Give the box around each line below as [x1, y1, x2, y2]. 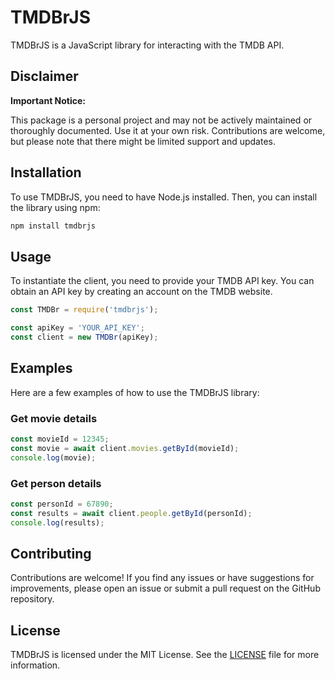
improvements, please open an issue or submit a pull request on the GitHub [10, 582, 321, 595]
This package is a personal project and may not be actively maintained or [10, 114, 313, 126]
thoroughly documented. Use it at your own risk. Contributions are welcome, [10, 124, 326, 136]
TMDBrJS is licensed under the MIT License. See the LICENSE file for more [10, 649, 320, 661]
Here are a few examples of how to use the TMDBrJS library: [10, 386, 260, 398]
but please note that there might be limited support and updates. [10, 135, 277, 147]
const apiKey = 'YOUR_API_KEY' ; [10, 323, 145, 333]
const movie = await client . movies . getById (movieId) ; [10, 443, 240, 453]
